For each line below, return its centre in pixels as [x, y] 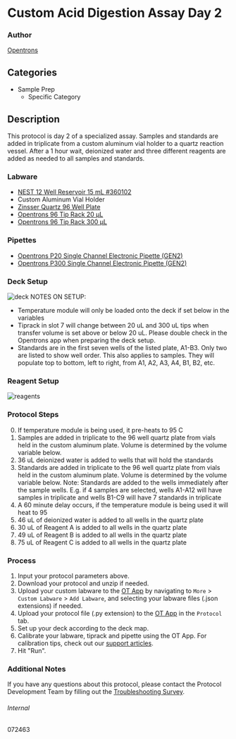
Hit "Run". [32, 650]
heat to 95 [32, 512]
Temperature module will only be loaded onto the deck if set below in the [123, 310]
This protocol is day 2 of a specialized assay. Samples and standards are [113, 136]
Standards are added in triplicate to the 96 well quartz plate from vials [119, 467]
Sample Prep [36, 89]
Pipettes [22, 240]
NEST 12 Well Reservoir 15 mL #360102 [74, 192]
